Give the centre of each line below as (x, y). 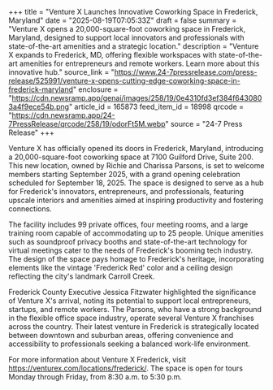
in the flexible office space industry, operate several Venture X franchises (131, 318)
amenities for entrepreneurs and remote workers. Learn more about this (139, 63)
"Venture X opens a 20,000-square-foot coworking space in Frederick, (127, 29)
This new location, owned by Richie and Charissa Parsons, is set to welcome (136, 165)
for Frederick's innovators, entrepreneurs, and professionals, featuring (126, 191)
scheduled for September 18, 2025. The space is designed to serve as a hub (136, 183)
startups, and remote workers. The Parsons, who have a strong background (135, 309)
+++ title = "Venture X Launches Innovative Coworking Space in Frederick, (133, 12)
